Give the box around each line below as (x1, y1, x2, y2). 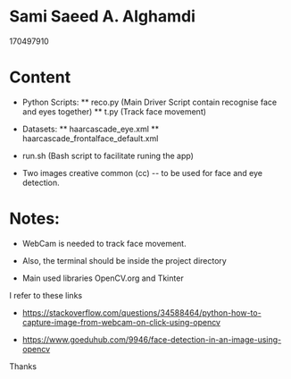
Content (9, 67, 71, 88)
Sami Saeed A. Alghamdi (9, 6, 196, 27)
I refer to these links (9, 290, 83, 300)
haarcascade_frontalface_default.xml (21, 132, 159, 144)
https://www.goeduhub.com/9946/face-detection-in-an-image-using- (21, 333, 282, 345)
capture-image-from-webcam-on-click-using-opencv (21, 316, 221, 327)
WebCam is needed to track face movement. (21, 238, 187, 248)
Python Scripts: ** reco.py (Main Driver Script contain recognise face (21, 97, 278, 107)
